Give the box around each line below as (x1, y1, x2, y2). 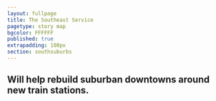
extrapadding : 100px (7, 42, 67, 49)
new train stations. (7, 85, 89, 96)
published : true (7, 36, 54, 43)
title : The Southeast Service (7, 16, 94, 23)
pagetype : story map (7, 23, 67, 30)
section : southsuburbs (7, 49, 72, 56)
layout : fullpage (7, 10, 57, 17)
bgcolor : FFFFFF (7, 29, 54, 36)
